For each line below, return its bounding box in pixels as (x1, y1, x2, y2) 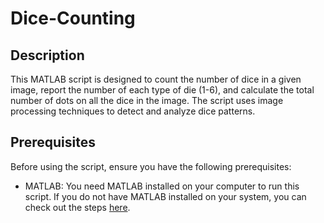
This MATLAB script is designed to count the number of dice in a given (10, 73, 302, 85)
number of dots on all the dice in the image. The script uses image (10, 95, 284, 106)
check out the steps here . (24, 201, 131, 213)
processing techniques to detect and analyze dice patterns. (10, 105, 256, 117)
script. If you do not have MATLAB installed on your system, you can (24, 190, 307, 202)
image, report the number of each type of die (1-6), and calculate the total (10, 84, 315, 96)
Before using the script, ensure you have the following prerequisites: (10, 160, 292, 172)
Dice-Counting (10, 7, 136, 30)
